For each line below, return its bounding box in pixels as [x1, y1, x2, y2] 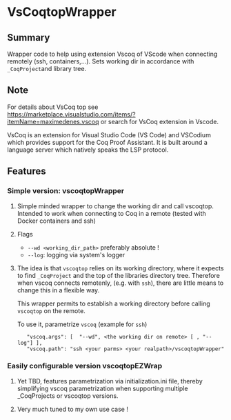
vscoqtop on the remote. [17, 306, 86, 314]
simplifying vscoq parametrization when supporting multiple [17, 384, 188, 392]
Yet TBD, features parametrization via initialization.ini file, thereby [17, 377, 203, 385]
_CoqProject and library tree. [7, 65, 87, 72]
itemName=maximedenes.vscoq [7, 117, 99, 126]
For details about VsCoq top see [7, 103, 99, 111]
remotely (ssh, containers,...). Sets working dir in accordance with [7, 57, 194, 66]
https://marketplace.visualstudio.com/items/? [7, 110, 136, 118]
